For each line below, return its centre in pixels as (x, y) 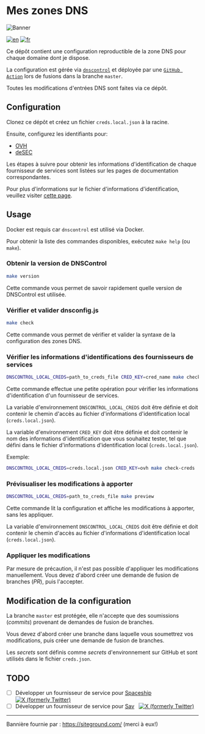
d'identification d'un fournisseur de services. (63, 396)
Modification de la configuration (69, 601)
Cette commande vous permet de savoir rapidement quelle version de (94, 287)
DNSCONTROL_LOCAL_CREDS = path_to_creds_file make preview (80, 497)
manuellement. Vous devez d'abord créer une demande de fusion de (93, 575)
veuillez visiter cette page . (39, 195)
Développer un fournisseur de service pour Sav (75, 706)
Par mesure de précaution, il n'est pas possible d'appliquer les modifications (103, 569)
